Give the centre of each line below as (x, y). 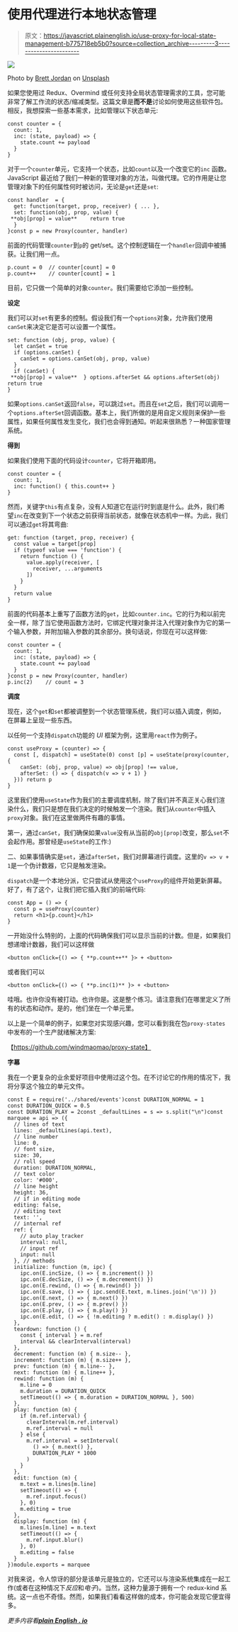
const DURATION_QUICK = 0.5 (49, 1106)
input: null (38, 1254)
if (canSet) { (34, 371)
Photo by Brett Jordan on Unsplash (58, 78)
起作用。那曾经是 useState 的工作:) (62, 842)
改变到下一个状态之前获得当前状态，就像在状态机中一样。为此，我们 (129, 515)
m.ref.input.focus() (56, 1497)
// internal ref (38, 1224)
